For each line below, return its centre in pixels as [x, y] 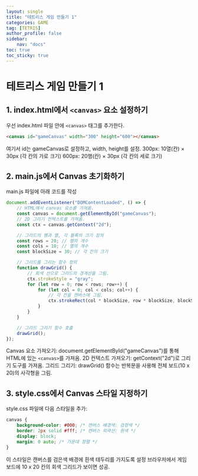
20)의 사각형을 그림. [29, 373]
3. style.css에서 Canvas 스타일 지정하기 [77, 393]
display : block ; [37, 436]
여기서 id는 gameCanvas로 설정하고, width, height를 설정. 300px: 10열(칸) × [95, 149]
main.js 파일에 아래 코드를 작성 [42, 192]
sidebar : [17, 39]
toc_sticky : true [27, 55]
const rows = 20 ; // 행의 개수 [52, 241]
